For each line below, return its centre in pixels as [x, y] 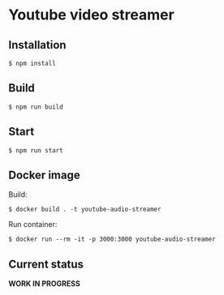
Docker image [44, 175]
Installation [37, 45]
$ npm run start [36, 150]
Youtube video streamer [91, 15]
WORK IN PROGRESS [45, 284]
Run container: [33, 224]
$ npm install [32, 63]
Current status [46, 264]
